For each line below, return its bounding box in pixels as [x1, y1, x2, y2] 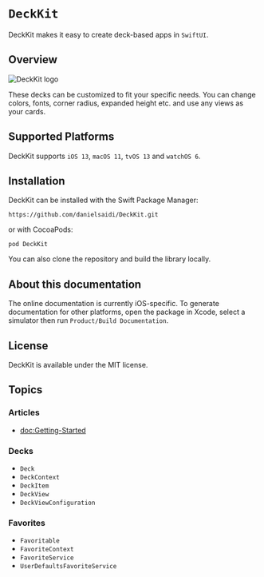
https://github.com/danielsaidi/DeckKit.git [8, 211, 159, 219]
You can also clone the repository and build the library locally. [8, 254, 211, 264]
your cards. [8, 106, 46, 116]
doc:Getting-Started [19, 425, 86, 435]
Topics [8, 383, 43, 397]
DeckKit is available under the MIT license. [8, 360, 148, 369]
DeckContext [19, 473, 60, 481]
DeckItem [19, 482, 49, 490]
